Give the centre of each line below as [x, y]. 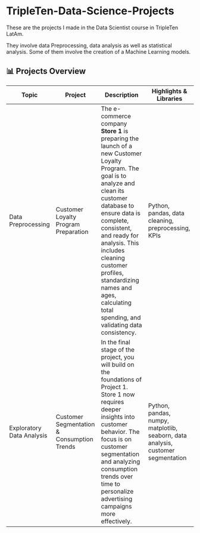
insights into [118, 417]
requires [112, 402]
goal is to [114, 175]
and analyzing [121, 461]
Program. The [120, 168]
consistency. [119, 332]
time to [111, 483]
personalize [117, 491]
